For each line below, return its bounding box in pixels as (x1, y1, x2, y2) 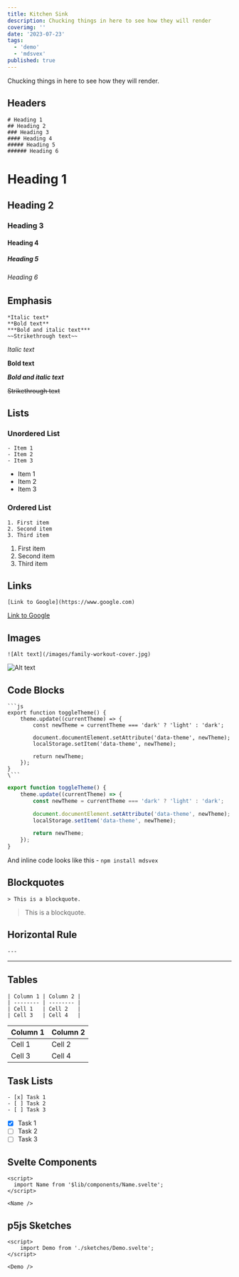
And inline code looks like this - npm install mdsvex (7, 856, 159, 864)
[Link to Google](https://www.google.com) (7, 599, 135, 606)
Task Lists (7, 1075, 53, 1087)
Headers (7, 97, 46, 109)
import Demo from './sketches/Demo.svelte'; (20, 1245, 154, 1252)
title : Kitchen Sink (7, 10, 69, 18)
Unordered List (7, 428, 60, 438)
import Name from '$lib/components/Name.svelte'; (14, 1181, 164, 1188)
